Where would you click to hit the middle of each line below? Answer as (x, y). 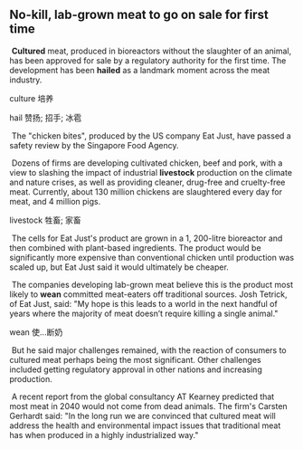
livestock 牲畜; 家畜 (45, 220)
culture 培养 (32, 98)
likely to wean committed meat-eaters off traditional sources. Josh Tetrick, (148, 294)
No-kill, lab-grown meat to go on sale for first (139, 15)
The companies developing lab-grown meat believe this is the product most (152, 284)
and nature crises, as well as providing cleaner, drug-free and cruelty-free (147, 182)
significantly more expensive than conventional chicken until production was (152, 257)
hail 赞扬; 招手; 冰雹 (46, 118)
